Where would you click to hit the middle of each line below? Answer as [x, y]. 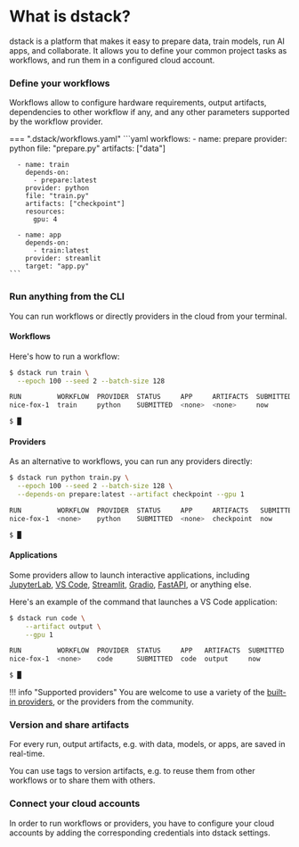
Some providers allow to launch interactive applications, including [130, 575]
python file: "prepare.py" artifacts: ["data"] [88, 148]
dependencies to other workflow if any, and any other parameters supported [149, 112]
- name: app [40, 235]
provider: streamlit [63, 259]
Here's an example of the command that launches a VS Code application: [143, 602]
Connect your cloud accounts [75, 803]
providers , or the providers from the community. [105, 702]
